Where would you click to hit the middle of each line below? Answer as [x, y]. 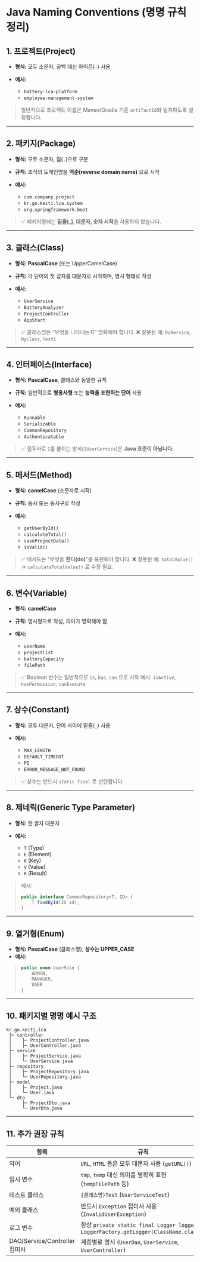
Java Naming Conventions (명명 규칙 [96, 12]
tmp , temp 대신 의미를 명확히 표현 [124, 1175]
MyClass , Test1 [38, 339]
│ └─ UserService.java [41, 1061]
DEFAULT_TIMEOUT [44, 756]
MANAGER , [43, 979]
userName [35, 647]
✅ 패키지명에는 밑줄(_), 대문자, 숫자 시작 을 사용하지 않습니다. [91, 221]
